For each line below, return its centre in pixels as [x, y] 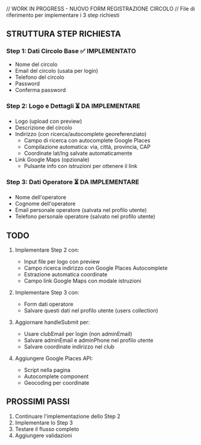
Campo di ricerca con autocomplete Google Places [87, 140]
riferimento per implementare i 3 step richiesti [63, 15]
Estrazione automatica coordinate [66, 275]
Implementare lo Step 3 [44, 422]
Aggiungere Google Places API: [54, 358]
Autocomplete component [56, 376]
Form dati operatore [49, 304]
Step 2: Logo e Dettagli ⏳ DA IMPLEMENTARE [73, 106]
